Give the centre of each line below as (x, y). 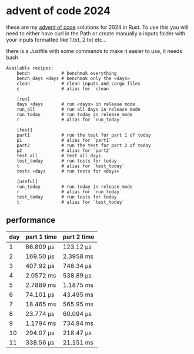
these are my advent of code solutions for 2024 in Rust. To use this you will (97, 27)
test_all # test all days (59, 156)
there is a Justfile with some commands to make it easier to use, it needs (94, 51)
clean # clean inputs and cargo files (79, 84)
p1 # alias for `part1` (64, 140)
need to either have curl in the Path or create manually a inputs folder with (96, 33)
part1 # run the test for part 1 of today (84, 135)
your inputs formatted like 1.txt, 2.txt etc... (56, 39)
